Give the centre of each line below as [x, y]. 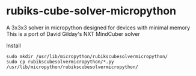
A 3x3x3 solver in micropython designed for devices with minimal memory [98, 28]
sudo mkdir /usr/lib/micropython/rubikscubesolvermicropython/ [87, 56]
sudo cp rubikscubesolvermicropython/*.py [60, 62]
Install [14, 45]
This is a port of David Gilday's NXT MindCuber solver [73, 34]
